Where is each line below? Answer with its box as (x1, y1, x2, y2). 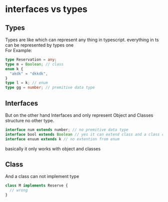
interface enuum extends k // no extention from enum (5, 136, 120, 141)
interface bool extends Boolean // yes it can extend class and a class (5, 132, 160, 137)
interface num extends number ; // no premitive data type (5, 127, 128, 132)
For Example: (5, 48, 32, 53)
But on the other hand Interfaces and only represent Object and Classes (5, 112, 153, 118)
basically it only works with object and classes (5, 145, 101, 151)
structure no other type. (5, 117, 54, 123)
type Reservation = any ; (5, 57, 57, 62)
